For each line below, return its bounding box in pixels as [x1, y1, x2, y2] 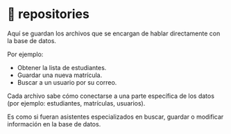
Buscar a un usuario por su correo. [17, 78, 117, 86]
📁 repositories [7, 6, 90, 22]
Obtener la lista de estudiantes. [17, 63, 107, 72]
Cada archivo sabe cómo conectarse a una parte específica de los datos [7, 92, 215, 100]
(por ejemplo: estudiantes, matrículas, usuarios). [7, 99, 146, 107]
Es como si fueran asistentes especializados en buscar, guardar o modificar [7, 112, 224, 121]
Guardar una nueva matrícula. [17, 71, 103, 79]
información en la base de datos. [7, 119, 101, 128]
